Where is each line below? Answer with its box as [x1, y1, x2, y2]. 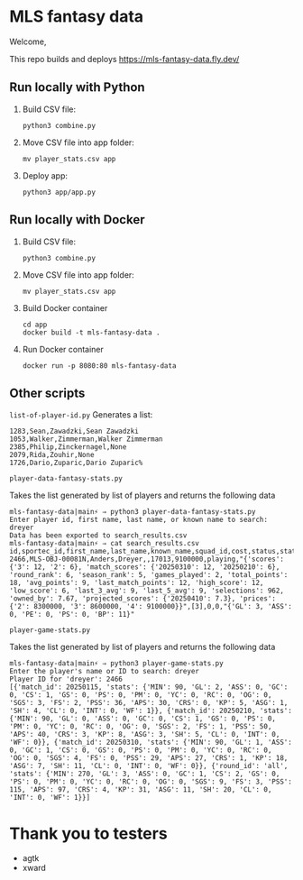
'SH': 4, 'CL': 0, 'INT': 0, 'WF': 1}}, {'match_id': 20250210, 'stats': [9, 706, 293, 716]
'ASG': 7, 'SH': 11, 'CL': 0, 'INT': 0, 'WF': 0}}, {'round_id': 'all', [9, 762, 289, 771]
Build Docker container [22, 302, 108, 313]
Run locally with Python [9, 79, 146, 96]
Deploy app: [22, 170, 68, 181]
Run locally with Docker [9, 212, 145, 227]
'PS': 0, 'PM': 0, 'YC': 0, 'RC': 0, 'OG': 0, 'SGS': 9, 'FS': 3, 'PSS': [9, 777, 293, 786]
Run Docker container [22, 344, 104, 354]
